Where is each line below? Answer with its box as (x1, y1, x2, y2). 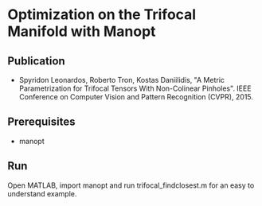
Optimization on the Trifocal (7, 6, 197, 24)
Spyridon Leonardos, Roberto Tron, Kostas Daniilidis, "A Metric (18, 76, 225, 84)
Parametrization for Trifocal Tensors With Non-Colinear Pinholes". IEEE (18, 84, 252, 93)
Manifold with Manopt (7, 22, 156, 41)
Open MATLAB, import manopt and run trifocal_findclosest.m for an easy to (7, 181, 255, 190)
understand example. (7, 189, 77, 198)
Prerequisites (7, 115, 76, 129)
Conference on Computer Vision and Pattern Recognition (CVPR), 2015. (18, 92, 254, 101)
